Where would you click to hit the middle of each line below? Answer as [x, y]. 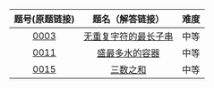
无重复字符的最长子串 [128, 36]
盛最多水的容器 [128, 53]
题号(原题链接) [44, 19]
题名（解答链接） [128, 19]
